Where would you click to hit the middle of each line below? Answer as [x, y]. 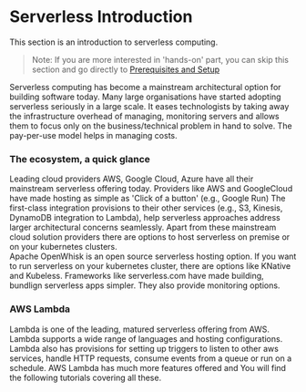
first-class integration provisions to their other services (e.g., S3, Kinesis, [146, 208]
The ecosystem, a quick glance [80, 159]
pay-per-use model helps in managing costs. [93, 135]
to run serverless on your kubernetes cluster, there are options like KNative [150, 266]
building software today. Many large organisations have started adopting [145, 97]
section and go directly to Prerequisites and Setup [126, 69]
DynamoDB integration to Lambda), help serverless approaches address [145, 218]
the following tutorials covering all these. [86, 377]
